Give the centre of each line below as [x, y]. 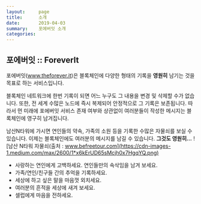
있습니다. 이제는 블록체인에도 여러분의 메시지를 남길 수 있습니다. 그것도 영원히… [99, 138]
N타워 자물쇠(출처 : [41, 146]
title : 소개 [26, 17]
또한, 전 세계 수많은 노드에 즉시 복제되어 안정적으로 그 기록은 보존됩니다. [103, 103]
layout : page [28, 12]
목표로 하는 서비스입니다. [35, 83]
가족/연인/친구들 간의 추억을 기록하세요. [61, 172]
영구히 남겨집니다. [48, 118]
